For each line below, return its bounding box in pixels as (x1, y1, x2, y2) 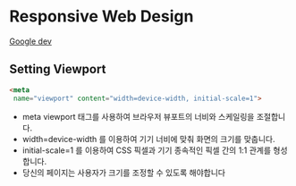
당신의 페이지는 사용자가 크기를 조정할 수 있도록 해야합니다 (21, 167, 226, 178)
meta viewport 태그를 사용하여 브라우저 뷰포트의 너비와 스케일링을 (21, 111, 255, 122)
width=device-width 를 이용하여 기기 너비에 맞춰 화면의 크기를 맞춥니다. (21, 133, 275, 144)
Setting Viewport (9, 62, 106, 77)
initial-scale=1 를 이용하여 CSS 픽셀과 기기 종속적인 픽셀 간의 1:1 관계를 (21, 145, 271, 156)
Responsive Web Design (9, 6, 194, 27)
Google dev (9, 36, 52, 46)
